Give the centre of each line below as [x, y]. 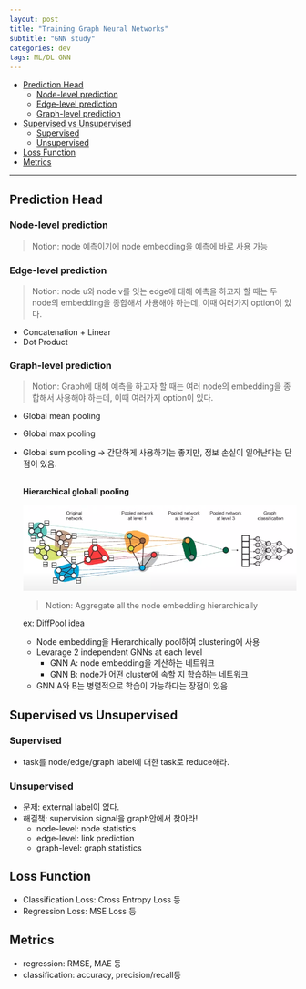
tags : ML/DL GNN [40, 58]
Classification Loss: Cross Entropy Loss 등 [102, 899]
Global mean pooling [61, 416]
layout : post [34, 19]
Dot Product [45, 342]
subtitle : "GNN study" [52, 38]
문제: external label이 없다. [71, 807]
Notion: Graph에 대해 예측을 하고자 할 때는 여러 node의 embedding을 [157, 386]
